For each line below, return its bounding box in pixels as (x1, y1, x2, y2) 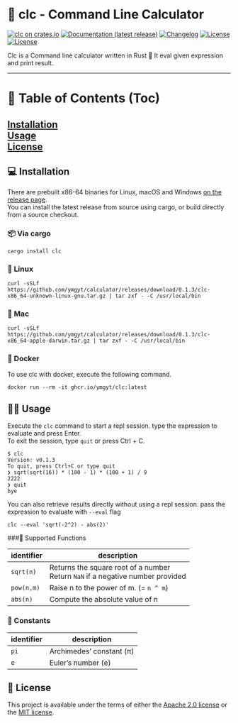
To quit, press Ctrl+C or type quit (7, 463, 115, 470)
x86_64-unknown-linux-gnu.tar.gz (7, 292, 106, 299)
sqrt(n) (11, 568, 37, 576)
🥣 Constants (7, 616, 51, 626)
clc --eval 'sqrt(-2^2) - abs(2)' (7, 521, 110, 529)
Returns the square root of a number (49, 563, 171, 573)
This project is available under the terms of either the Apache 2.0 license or (7, 700, 228, 709)
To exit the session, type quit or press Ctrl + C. (7, 436, 145, 446)
